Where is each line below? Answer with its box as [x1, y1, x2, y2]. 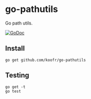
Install [5, 44, 25, 53]
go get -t [5, 84, 26, 89]
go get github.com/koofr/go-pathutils [5, 57, 86, 62]
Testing [5, 71, 29, 79]
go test [5, 88, 21, 93]
